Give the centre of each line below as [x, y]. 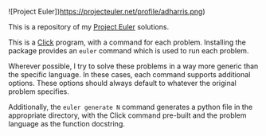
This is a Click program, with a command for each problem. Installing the [127, 42]
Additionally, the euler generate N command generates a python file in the [131, 107]
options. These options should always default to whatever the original [122, 83]
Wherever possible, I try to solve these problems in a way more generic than [133, 66]
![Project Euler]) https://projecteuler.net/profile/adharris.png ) [107, 12]
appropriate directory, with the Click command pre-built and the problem [127, 115]
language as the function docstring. [67, 124]
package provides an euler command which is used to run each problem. [129, 51]
